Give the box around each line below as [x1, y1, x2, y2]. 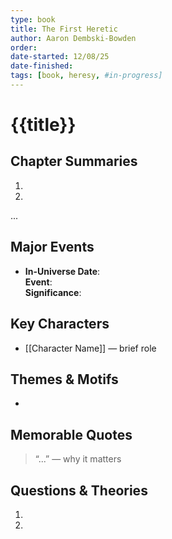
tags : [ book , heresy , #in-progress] [10, 71, 163, 81]
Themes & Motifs [10, 371, 119, 388]
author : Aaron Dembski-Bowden [10, 33, 137, 43]
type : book [10, 14, 56, 25]
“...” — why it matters [34, 453, 122, 465]
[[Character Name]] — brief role [24, 342, 157, 354]
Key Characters [10, 316, 110, 333]
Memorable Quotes [10, 426, 133, 443]
